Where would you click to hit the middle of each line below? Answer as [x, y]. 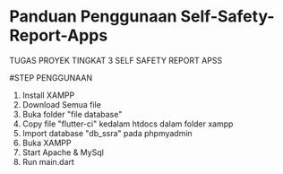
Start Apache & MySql [63, 152]
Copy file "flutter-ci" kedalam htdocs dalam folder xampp [128, 124]
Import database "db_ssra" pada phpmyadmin [107, 133]
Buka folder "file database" [72, 114]
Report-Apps [59, 35]
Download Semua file [61, 104]
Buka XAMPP [47, 143]
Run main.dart [48, 161]
